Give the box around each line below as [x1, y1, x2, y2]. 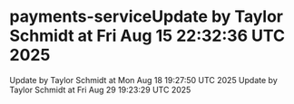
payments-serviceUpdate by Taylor [9, 6, 284, 27]
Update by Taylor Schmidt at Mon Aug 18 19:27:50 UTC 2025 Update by [9, 74, 279, 85]
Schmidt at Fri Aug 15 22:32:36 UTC [9, 25, 286, 46]
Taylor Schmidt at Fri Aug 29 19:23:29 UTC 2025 [9, 84, 191, 95]
